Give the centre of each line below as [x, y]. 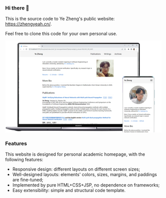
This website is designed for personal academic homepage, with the [75, 154]
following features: [24, 159]
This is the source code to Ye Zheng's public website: [60, 19]
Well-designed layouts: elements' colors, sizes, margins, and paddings [85, 174]
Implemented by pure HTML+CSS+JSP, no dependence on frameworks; [86, 185]
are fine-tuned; [28, 180]
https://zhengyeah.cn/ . [29, 24]
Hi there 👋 [17, 8]
